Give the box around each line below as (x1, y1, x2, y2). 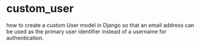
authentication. (6, 34, 44, 41)
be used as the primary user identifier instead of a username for (6, 27, 167, 35)
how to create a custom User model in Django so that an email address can (6, 22, 195, 29)
